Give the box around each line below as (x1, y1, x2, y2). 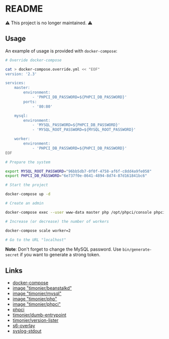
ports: (23, 99, 37, 104)
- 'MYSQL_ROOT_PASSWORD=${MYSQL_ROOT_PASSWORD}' (32, 127, 136, 132)
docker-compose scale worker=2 (5, 228, 71, 233)
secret (5, 253, 19, 258)
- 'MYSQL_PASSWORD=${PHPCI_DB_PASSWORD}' (32, 122, 121, 128)
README (5, 3, 43, 15)
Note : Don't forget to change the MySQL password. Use (5, 246, 122, 253)
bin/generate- (122, 247, 152, 253)
